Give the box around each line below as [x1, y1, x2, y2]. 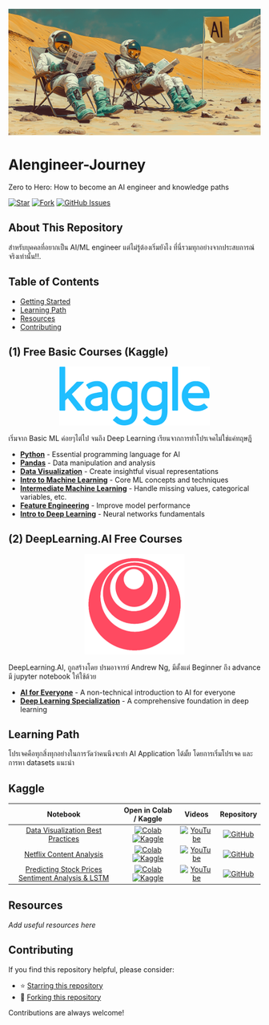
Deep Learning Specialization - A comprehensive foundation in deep [19, 695, 250, 706]
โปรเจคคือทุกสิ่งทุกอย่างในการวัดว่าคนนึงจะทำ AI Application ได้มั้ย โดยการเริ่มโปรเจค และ [8, 749, 254, 759]
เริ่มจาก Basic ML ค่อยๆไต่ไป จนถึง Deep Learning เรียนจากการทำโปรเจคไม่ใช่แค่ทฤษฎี [8, 433, 252, 443]
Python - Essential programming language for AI [19, 449, 180, 459]
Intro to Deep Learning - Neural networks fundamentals [19, 508, 206, 518]
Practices [47, 833, 80, 843]
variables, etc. [19, 492, 67, 501]
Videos [184, 809, 209, 819]
